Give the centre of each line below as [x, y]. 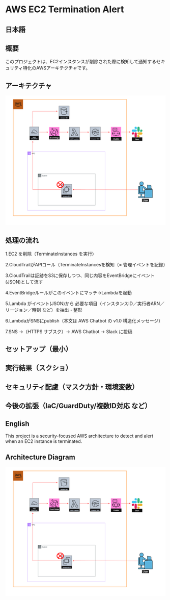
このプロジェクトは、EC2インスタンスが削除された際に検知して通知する [81, 62]
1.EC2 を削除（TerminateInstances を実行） [51, 254]
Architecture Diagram [40, 457]
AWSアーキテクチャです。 [63, 68]
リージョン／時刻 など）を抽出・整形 [44, 310]
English [17, 424]
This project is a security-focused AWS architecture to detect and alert [79, 436]
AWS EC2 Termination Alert [65, 9]
